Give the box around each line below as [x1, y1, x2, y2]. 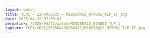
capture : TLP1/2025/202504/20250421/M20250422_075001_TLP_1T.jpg [5, 26, 145, 31]
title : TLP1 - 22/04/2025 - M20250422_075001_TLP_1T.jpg [5, 12, 127, 17]
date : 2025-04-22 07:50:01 [5, 16, 62, 21]
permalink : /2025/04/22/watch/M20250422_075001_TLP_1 [5, 21, 121, 26]
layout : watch [5, 7, 35, 12]
